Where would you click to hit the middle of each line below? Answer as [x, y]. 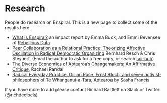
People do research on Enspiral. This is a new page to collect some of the [81, 22]
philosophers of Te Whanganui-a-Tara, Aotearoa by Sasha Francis [81, 80]
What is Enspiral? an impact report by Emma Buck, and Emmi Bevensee [86, 37]
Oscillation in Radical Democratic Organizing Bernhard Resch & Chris [83, 53]
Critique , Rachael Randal [38, 69]
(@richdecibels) [21, 95]
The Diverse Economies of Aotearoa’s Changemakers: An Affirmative [83, 64]
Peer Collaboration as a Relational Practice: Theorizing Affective [78, 48]
